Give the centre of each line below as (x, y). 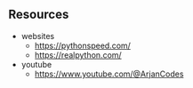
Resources (39, 15)
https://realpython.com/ (78, 55)
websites (38, 36)
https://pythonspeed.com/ (82, 45)
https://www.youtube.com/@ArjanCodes (109, 74)
